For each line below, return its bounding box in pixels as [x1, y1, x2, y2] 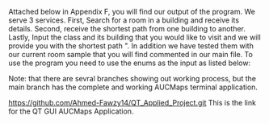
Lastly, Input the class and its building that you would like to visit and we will [8, 32, 261, 42]
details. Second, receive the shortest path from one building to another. [8, 24, 246, 33]
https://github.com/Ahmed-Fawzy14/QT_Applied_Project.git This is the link [8, 98, 257, 107]
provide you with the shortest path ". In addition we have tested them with [8, 41, 254, 51]
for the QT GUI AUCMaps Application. [8, 106, 134, 116]
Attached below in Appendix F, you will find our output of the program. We [8, 7, 256, 16]
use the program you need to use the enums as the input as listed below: [8, 58, 251, 68]
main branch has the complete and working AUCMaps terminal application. [8, 82, 258, 92]
